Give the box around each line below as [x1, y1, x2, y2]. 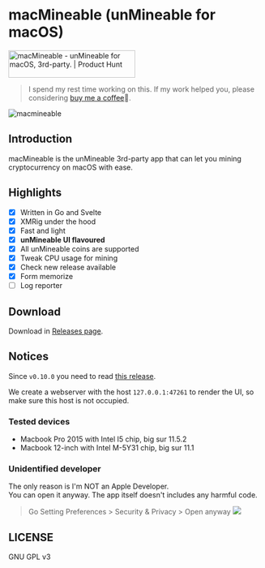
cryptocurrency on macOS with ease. [8, 162, 134, 172]
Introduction [8, 132, 73, 146]
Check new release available [19, 262, 116, 272]
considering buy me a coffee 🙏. [28, 93, 131, 102]
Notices [8, 350, 49, 364]
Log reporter [19, 281, 63, 290]
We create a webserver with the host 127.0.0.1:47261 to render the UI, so [8, 387, 254, 397]
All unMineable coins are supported [19, 243, 139, 253]
